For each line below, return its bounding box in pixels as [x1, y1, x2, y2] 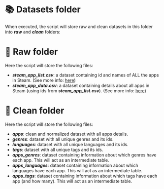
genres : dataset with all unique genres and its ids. [12, 136, 114, 142]
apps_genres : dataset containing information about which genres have [12, 151, 157, 158]
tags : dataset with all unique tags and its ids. [12, 147, 103, 152]
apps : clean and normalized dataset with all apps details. [12, 131, 128, 137]
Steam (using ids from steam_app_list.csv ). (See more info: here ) [12, 87, 146, 94]
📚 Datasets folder [5, 4, 81, 15]
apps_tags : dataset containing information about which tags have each [12, 173, 158, 179]
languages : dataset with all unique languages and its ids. [12, 141, 129, 147]
